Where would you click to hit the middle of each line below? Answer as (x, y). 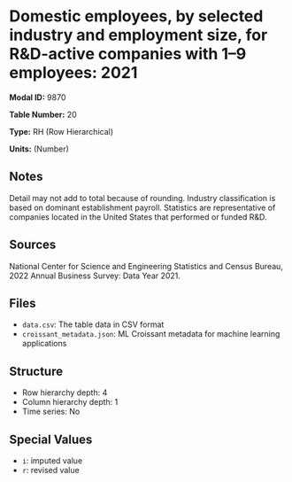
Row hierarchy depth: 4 (65, 393)
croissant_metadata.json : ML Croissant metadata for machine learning (151, 334)
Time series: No (51, 412)
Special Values (51, 439)
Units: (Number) (39, 149)
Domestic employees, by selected (136, 16)
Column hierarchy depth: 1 (70, 402)
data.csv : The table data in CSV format (93, 324)
